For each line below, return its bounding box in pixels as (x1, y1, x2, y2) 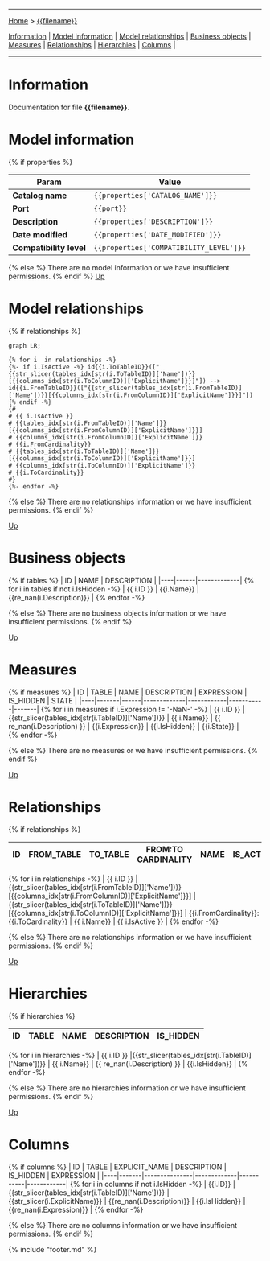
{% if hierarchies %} (8, 1011, 76, 1020)
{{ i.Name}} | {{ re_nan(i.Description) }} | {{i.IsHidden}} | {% (51, 1059, 249, 1069)
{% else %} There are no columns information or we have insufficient (8, 1220, 237, 1230)
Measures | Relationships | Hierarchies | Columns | (8, 40, 176, 49)
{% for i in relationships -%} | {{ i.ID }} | (8, 874, 138, 884)
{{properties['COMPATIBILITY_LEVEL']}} (93, 243, 247, 252)
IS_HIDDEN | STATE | (8, 695, 78, 705)
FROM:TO (145, 843, 183, 855)
